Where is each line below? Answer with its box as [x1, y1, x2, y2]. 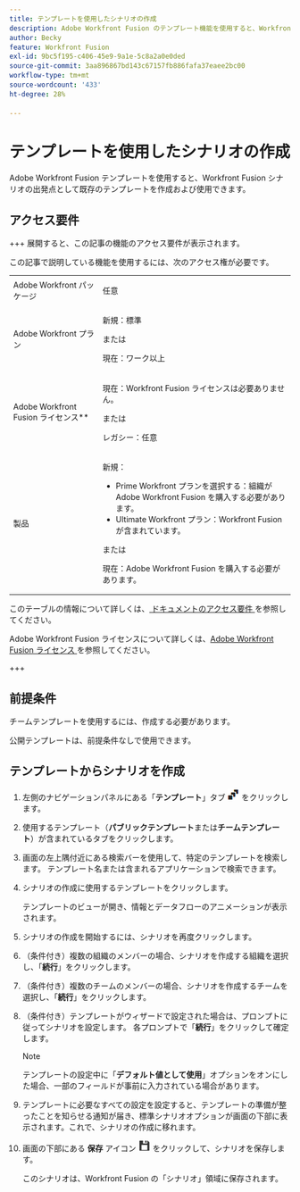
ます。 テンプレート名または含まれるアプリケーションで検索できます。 [21, 863, 281, 874]
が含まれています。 [115, 525, 186, 536]
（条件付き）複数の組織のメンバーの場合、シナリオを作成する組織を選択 [21, 950, 288, 961]
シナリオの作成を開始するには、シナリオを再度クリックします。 [21, 931, 257, 942]
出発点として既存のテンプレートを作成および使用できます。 [32, 184, 251, 195]
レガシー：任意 [102, 431, 158, 442]
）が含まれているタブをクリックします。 [29, 833, 179, 844]
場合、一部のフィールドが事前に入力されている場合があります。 [29, 1080, 264, 1091]
